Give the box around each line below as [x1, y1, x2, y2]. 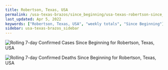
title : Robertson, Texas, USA [5, 7, 68, 12]
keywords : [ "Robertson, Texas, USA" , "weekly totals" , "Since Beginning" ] [5, 21, 164, 26]
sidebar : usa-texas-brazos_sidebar [5, 26, 79, 31]
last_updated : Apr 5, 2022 [5, 16, 61, 21]
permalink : [5, 12, 28, 17]
